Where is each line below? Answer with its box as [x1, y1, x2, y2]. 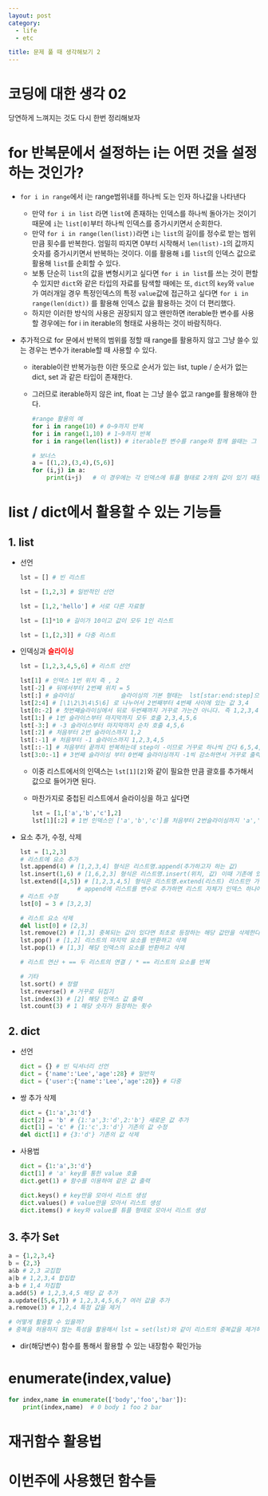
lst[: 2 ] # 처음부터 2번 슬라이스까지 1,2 [19, 729, 141, 737]
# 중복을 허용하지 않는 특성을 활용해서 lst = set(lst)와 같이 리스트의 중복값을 [8, 1325, 242, 1334]
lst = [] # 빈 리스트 [19, 573, 85, 581]
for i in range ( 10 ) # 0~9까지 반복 [31, 422, 144, 431]
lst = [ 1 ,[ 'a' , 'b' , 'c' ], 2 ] [31, 809, 122, 817]
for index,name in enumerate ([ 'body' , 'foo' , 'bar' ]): [8, 1396, 187, 1403]
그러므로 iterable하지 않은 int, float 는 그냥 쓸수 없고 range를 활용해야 [31, 389, 249, 399]
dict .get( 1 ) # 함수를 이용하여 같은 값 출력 [19, 1177, 150, 1185]
